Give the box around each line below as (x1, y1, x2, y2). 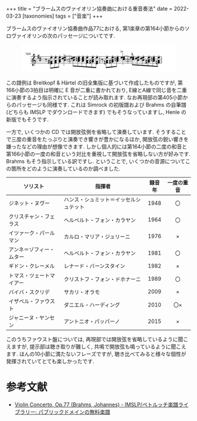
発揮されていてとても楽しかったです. (6, 358, 95, 365)
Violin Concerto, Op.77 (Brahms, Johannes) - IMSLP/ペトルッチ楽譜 (14, 401, 179, 408)
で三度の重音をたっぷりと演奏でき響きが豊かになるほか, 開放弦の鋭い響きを (6, 136, 189, 143)
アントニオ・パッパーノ (63, 318, 120, 325)
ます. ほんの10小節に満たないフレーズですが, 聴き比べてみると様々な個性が (6, 350, 186, 357)
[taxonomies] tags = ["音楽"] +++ (22, 12, 103, 19)
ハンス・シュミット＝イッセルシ (63, 196, 141, 203)
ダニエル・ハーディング (63, 301, 120, 308)
